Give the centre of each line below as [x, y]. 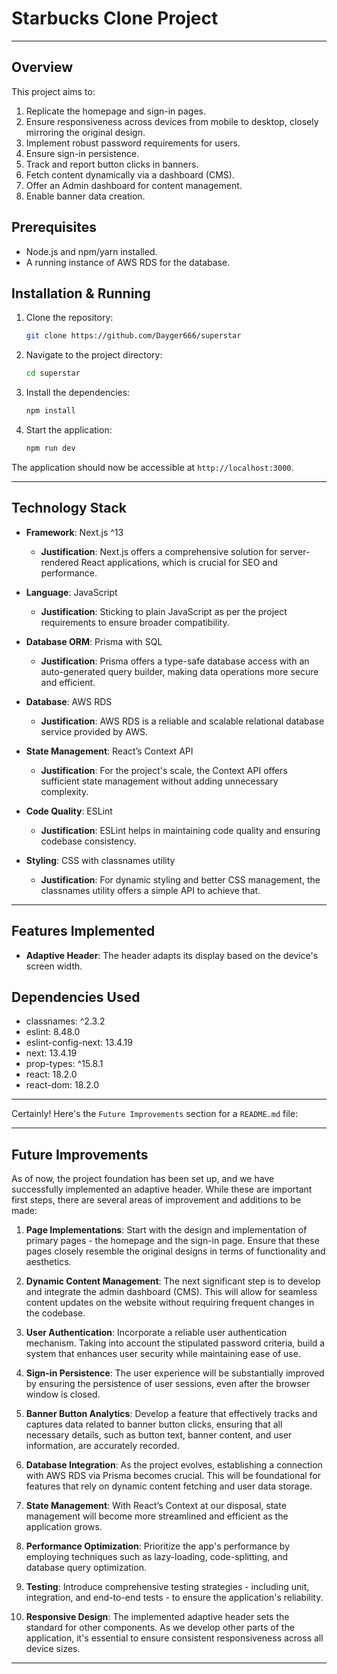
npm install [50, 411]
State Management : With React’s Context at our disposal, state [156, 1506]
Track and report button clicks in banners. [112, 164]
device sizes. [53, 1649]
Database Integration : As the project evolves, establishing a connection [174, 1465]
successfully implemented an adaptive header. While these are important [162, 1189]
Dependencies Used [76, 997]
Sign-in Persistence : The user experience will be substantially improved [175, 1373]
